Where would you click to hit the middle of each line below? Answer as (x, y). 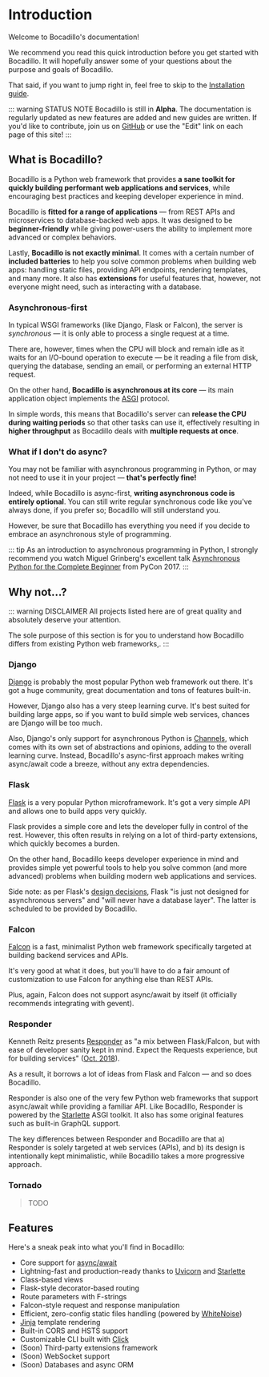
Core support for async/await (68, 1262)
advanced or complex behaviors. (62, 237)
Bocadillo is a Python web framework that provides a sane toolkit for (122, 179)
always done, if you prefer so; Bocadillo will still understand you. (114, 510)
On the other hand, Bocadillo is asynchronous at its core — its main (121, 390)
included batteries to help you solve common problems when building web (132, 261)
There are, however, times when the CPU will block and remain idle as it (126, 349)
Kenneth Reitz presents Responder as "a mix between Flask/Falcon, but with (134, 1041)
